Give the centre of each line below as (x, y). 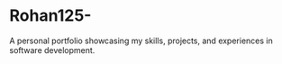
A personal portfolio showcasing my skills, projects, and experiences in (141, 41)
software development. (52, 50)
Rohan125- (50, 16)
